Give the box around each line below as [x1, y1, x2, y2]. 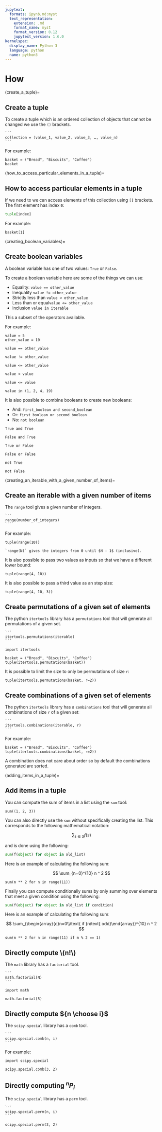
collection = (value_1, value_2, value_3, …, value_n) [5, 135, 118, 140]
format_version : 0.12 [14, 30, 57, 35]
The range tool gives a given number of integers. [5, 504, 102, 510]
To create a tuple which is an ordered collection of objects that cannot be [5, 116, 151, 122]
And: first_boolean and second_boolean [12, 407, 93, 412]
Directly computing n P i [5, 1080, 75, 1091]
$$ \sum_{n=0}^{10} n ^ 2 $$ [52, 870, 111, 876]
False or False [5, 452, 36, 457]
